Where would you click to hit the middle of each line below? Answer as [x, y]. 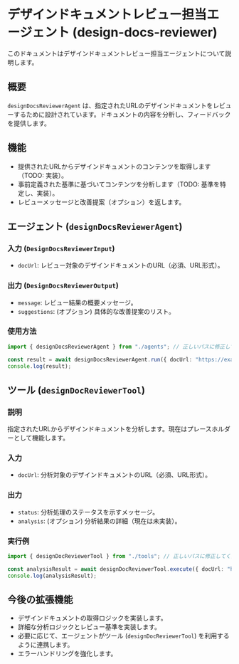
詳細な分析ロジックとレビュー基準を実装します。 [89, 627]
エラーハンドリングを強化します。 [67, 654]
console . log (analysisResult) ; [52, 576]
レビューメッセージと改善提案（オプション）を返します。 [101, 202]
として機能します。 [41, 438]
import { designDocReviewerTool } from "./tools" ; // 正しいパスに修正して [117, 557]
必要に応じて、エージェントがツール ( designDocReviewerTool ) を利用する [123, 636]
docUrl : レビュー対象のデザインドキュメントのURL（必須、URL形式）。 [121, 265]
